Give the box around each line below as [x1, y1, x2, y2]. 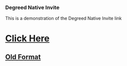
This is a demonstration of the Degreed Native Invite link [5, 15, 122, 21]
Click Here [5, 33, 50, 44]
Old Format [5, 52, 41, 61]
